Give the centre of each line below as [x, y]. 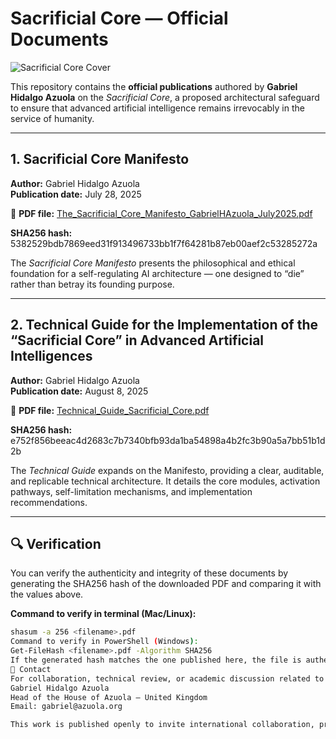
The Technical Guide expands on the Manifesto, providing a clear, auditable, [167, 470]
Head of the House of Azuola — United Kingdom [109, 697]
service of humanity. [52, 118]
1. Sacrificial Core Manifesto [100, 159]
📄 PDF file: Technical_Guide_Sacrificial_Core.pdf [110, 410]
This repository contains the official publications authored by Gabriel [154, 86]
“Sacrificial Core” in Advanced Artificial [137, 340]
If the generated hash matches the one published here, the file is [156, 660]
